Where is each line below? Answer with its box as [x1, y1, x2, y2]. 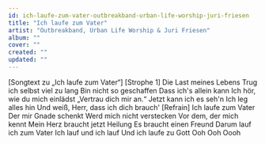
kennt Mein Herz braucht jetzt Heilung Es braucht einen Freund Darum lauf [8, 119, 252, 129]
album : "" [8, 33, 41, 42]
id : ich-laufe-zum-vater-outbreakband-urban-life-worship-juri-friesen [8, 11, 249, 20]
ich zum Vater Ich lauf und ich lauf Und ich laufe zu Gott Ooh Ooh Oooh [8, 127, 241, 137]
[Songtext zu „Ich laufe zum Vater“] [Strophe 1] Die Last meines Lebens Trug [8, 77, 258, 87]
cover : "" [8, 41, 41, 49]
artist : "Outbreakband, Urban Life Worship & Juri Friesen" [8, 26, 211, 34]
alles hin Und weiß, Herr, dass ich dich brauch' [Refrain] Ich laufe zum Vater [8, 102, 256, 112]
